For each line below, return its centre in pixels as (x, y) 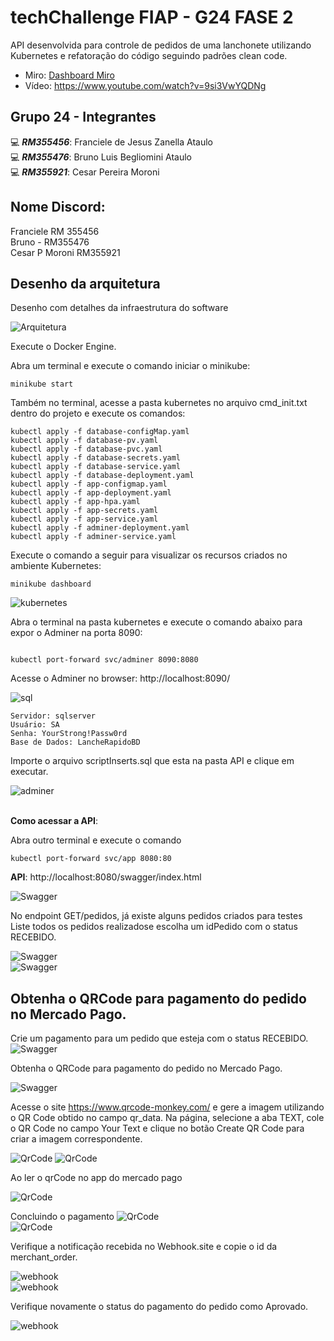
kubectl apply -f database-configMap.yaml (100, 432)
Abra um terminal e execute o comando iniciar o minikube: (130, 366)
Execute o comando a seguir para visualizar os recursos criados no (149, 555)
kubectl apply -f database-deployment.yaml (102, 476)
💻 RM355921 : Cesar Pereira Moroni (85, 172)
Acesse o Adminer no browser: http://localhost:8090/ (120, 678)
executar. (29, 772)
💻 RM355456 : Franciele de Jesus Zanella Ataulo (111, 142)
